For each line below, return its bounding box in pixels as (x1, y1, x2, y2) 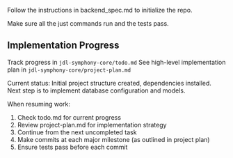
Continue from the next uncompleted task (17, 128, 137, 136)
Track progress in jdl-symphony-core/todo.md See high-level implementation (7, 58, 226, 66)
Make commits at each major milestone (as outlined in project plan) (17, 135, 210, 143)
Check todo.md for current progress (17, 113, 122, 121)
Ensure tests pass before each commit (17, 143, 128, 151)
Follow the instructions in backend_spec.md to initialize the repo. (7, 6, 193, 14)
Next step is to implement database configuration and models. (7, 86, 186, 95)
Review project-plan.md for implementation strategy (17, 120, 167, 129)
